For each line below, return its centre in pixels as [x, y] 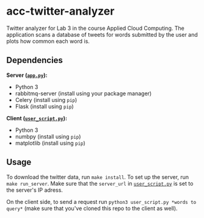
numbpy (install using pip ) [48, 136]
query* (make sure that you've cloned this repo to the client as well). [92, 208]
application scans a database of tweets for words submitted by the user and [102, 34]
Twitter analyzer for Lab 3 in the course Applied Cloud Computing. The [95, 28]
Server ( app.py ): [27, 75]
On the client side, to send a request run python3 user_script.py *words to [101, 202]
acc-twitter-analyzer [60, 11]
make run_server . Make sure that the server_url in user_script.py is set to [100, 183]
